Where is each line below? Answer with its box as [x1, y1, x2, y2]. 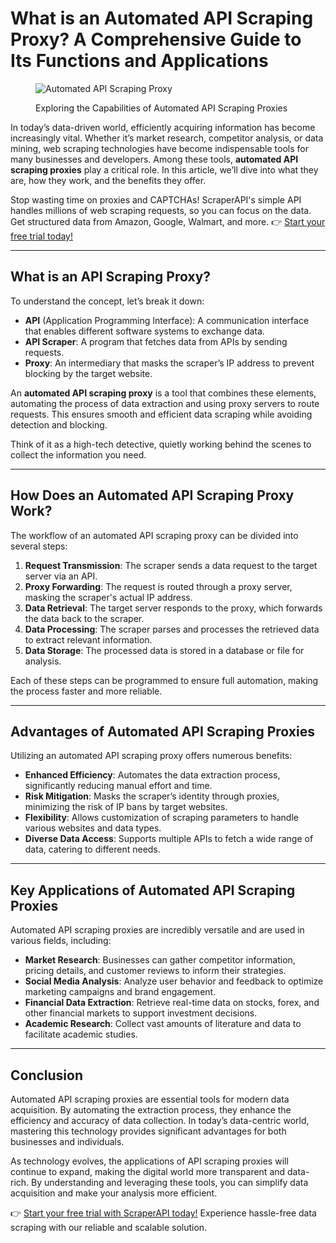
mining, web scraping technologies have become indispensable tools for [10, 142, 309, 154]
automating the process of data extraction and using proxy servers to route [10, 397, 320, 409]
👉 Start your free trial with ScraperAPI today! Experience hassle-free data [10, 1207, 317, 1219]
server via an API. [24, 570, 98, 582]
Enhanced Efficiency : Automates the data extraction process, [24, 769, 281, 781]
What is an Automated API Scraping [10, 7, 314, 30]
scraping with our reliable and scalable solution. [10, 1222, 208, 1233]
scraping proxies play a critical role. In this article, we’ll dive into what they [10, 163, 319, 176]
